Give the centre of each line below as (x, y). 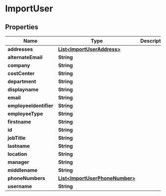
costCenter (21, 73)
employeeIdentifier (30, 106)
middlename (23, 170)
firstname (19, 122)
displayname (23, 90)
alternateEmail (25, 57)
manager (19, 162)
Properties (22, 27)
